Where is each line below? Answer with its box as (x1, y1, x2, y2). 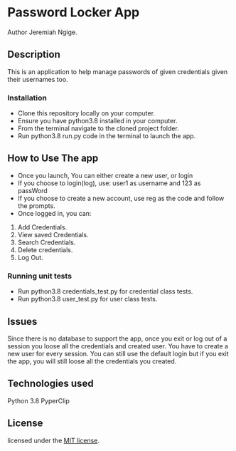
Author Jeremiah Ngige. (7, 28, 77, 36)
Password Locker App (7, 4, 140, 21)
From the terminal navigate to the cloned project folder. (17, 124, 179, 133)
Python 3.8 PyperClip (7, 396, 70, 405)
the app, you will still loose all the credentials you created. (7, 357, 177, 366)
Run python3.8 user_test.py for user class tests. (17, 295, 158, 304)
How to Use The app (7, 152, 99, 165)
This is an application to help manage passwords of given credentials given (7, 67, 228, 76)
